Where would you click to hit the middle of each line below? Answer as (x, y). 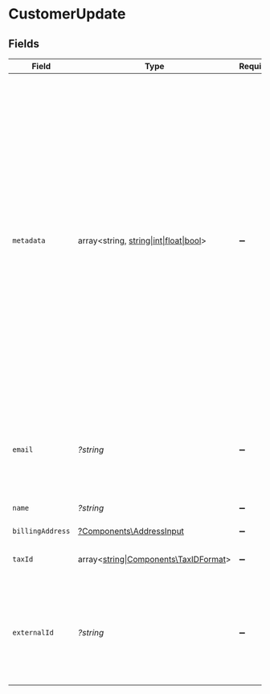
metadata (29, 241)
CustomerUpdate (67, 14)
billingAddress (41, 531)
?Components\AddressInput (131, 531)
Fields (24, 44)
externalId (33, 632)
